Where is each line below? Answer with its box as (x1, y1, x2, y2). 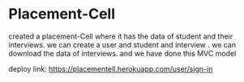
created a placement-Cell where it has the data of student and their (8, 31, 233, 41)
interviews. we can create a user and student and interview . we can (8, 39, 237, 49)
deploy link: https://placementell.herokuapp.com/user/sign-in (8, 64, 213, 73)
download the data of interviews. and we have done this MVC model (8, 48, 237, 58)
